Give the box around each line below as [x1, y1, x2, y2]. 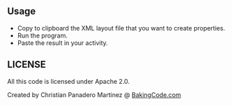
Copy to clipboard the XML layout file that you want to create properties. [17, 24, 225, 32]
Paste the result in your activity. [17, 38, 108, 47]
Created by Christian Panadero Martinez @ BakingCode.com [7, 90, 181, 99]
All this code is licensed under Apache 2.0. [7, 77, 130, 85]
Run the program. [17, 31, 68, 39]
